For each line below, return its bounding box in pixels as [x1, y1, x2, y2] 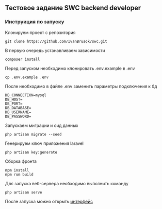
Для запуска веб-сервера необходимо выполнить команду [5, 180, 129, 186]
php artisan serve [5, 190, 42, 195]
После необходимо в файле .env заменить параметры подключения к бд [5, 83, 158, 89]
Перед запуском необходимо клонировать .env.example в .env [5, 65, 135, 71]
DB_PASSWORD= [5, 114, 32, 119]
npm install [5, 168, 29, 173]
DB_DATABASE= [5, 105, 32, 110]
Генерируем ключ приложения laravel [5, 140, 84, 146]
